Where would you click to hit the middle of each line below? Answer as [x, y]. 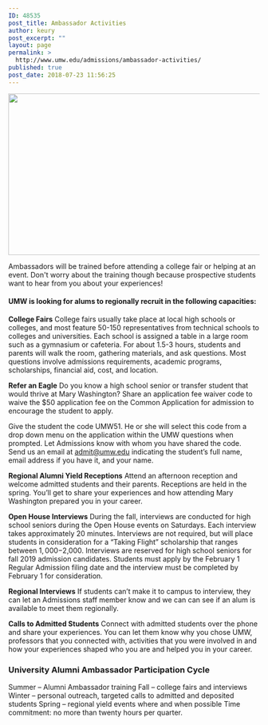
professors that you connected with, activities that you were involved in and [133, 640]
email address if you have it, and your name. [81, 460]
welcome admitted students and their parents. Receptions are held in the [128, 484]
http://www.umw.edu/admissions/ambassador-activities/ [108, 61]
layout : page [30, 45]
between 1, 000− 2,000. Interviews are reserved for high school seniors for [130, 550]
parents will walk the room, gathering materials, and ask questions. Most [127, 353]
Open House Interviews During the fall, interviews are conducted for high [130, 516]
